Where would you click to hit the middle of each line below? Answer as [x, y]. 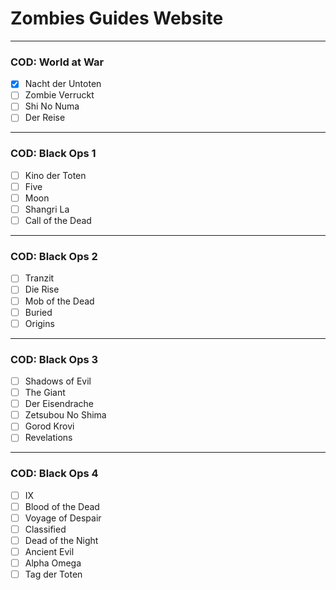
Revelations [48, 438]
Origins [39, 323]
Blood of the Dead [62, 506]
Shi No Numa [52, 106]
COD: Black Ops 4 [54, 474]
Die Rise [42, 289]
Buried [38, 312]
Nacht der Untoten [63, 84]
